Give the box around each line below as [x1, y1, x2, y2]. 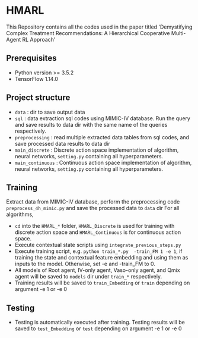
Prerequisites [6, 53, 57, 63]
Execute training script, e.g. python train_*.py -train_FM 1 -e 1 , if [14, 248, 183, 255]
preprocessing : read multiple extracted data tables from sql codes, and [14, 133, 190, 140]
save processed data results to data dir [14, 140, 111, 147]
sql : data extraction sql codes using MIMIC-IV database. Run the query [14, 114, 191, 122]
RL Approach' [22, 36, 56, 43]
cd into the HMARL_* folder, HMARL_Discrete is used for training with [14, 223, 175, 230]
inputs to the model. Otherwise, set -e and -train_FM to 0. [14, 260, 156, 268]
